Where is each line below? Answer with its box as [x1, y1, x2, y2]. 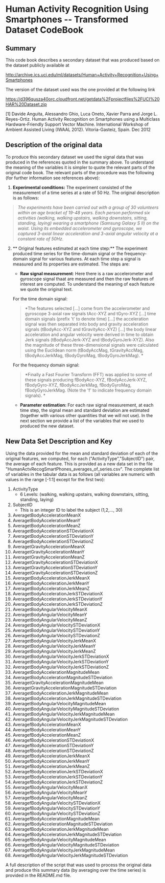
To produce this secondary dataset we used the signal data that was [5, 154, 144, 160]
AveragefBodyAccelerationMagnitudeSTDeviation [12, 821, 113, 827]
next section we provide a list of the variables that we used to [20, 418, 144, 424]
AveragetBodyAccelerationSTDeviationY [12, 533, 94, 539]
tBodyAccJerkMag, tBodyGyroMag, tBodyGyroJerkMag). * [24, 352, 143, 358]
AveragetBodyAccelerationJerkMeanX [12, 575, 90, 581]
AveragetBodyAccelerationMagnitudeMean [12, 669, 100, 675]
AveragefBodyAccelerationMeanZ [12, 732, 81, 738]
